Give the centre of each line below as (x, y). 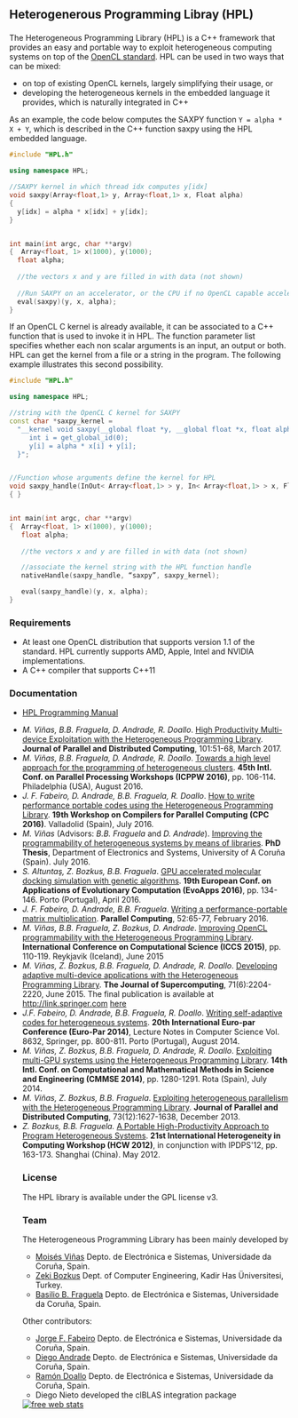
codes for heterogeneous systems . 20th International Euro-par (138, 1023)
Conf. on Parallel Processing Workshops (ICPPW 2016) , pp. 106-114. (149, 777)
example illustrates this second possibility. (86, 364)
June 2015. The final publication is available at (130, 994)
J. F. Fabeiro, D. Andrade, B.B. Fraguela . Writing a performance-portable (155, 909)
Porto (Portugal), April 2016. (90, 900)
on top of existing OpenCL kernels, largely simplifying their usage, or (147, 84)
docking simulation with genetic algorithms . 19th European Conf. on (147, 881)
